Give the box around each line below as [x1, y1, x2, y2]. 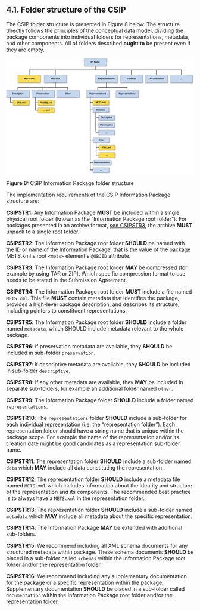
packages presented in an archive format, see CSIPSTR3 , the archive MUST [6, 221, 192, 229]
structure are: [6, 197, 40, 205]
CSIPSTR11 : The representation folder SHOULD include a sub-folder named [6, 458, 192, 465]
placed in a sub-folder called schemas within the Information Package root [6, 554, 186, 561]
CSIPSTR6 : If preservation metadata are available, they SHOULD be [6, 342, 173, 350]
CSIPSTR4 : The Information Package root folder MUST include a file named [6, 288, 192, 295]
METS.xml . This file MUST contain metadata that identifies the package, [6, 294, 180, 301]
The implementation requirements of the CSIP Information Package [6, 191, 171, 198]
